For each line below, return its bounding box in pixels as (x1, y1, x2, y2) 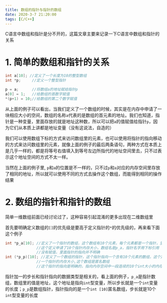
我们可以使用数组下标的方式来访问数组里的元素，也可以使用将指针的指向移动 (5, 135, 162, 141)
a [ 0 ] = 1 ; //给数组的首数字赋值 (5, 91, 70, 96)
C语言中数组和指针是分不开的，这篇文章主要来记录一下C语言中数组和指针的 (5, 31, 160, 37)
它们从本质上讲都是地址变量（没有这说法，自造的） (9, 124, 114, 130)
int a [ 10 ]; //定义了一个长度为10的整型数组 (5, 73, 87, 78)
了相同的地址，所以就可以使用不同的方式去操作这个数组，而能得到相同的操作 (5, 171, 162, 177)
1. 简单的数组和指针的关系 (5, 56, 110, 68)
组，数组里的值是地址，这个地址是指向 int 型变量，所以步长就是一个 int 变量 (5, 280, 158, 286)
